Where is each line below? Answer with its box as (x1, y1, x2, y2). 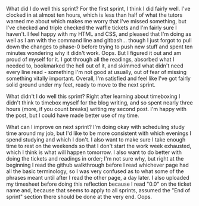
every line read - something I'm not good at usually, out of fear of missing (6, 69, 186, 75)
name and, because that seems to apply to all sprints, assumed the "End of (6, 187, 191, 193)
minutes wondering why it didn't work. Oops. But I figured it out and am (6, 50, 182, 56)
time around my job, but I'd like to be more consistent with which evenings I (6, 130, 192, 137)
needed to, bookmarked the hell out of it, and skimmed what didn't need (6, 62, 184, 69)
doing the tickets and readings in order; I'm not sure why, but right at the (6, 155, 184, 162)
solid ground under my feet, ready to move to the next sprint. (6, 81, 156, 88)
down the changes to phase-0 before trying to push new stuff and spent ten (6, 43, 193, 50)
